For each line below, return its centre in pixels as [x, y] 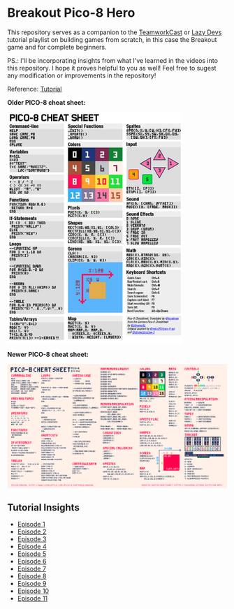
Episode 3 [32, 539]
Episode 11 [32, 599]
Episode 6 [32, 562]
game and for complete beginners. [57, 47]
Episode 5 [32, 554]
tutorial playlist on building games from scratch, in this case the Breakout [112, 39]
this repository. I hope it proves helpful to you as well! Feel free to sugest [112, 68]
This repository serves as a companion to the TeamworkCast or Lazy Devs [115, 32]
